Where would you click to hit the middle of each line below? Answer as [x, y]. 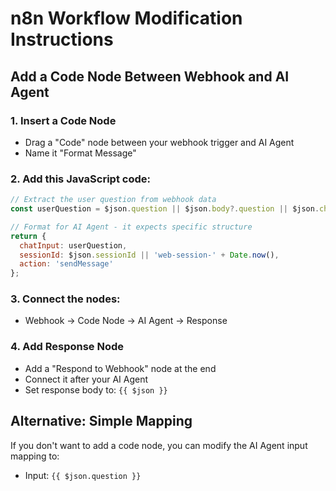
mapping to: [35, 456]
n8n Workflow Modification [126, 18]
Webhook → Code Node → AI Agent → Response [126, 321]
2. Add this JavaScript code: [80, 179]
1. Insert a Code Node [63, 120]
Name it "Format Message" [80, 153]
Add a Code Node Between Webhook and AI [150, 76]
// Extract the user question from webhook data [113, 200]
